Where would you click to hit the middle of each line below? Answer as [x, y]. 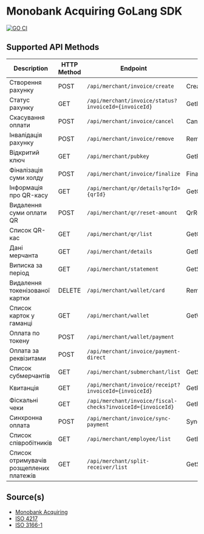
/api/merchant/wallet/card [126, 290]
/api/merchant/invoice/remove [131, 139]
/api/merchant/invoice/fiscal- [132, 401]
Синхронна [26, 418]
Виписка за [26, 265]
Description [31, 68]
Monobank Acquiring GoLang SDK [94, 11]
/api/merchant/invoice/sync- [129, 418]
